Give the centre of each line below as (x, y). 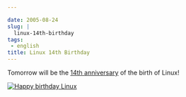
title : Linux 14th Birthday (49, 53)
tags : (15, 39)
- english (25, 46)
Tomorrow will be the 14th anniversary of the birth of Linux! (93, 72)
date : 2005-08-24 (33, 20)
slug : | (19, 26)
